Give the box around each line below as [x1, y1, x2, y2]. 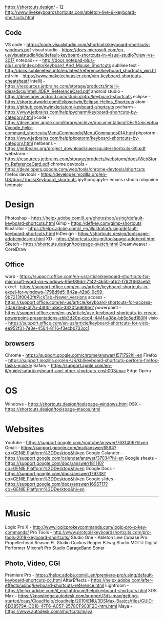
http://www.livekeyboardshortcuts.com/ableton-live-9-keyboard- [5, 9, 137, 15]
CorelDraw [5, 246, 27, 252]
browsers [5, 339, 35, 347]
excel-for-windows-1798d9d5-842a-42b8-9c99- [5, 289, 104, 295]
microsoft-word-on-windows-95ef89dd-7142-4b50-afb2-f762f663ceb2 [5, 278, 151, 284]
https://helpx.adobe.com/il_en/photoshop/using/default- [31, 215, 144, 221]
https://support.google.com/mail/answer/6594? [20, 445, 117, 451]
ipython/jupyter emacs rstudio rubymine [78, 176, 159, 182]
